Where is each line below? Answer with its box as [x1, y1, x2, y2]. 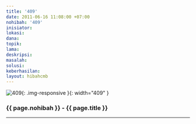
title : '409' [6, 8, 38, 15]
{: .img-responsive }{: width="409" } [21, 90, 109, 97]
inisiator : [6, 24, 33, 31]
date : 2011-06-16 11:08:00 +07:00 [6, 14, 90, 20]
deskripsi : [6, 52, 33, 58]
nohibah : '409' [6, 19, 43, 25]
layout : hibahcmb [6, 73, 48, 79]
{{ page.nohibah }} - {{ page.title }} [6, 104, 108, 112]
